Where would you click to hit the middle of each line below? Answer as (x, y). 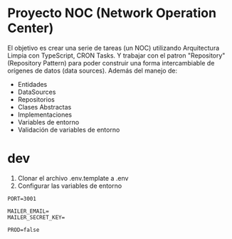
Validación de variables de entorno (69, 129)
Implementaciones (45, 115)
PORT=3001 (22, 198)
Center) (31, 28)
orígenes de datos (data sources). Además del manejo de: (93, 70)
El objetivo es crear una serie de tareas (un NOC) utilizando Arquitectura (114, 48)
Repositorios (36, 99)
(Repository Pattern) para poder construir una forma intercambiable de (111, 63)
